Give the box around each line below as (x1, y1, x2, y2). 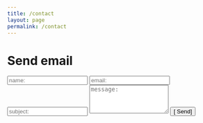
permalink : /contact (7, 23, 67, 30)
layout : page (7, 17, 45, 23)
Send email (7, 53, 73, 68)
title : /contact (7, 10, 54, 17)
